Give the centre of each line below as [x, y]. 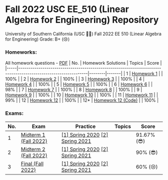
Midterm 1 [33, 135]
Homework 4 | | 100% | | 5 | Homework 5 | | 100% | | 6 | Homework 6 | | [79, 84]
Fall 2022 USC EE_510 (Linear [67, 9]
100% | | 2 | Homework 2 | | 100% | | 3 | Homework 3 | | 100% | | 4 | [75, 79]
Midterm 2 [33, 149]
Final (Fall [32, 163]
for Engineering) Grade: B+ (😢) [37, 39]
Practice [85, 126]
